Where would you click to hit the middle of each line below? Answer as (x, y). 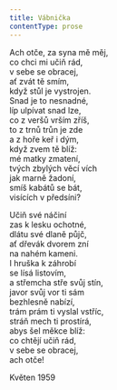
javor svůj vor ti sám (47, 292)
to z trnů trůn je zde (46, 129)
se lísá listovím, (38, 273)
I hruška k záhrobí (43, 263)
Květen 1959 (33, 377)
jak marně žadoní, (43, 177)
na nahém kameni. (44, 253)
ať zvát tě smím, (39, 81)
